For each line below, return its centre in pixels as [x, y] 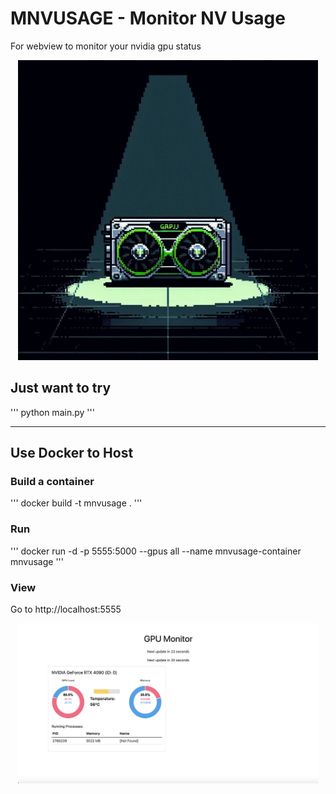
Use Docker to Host [72, 453]
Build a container [52, 482]
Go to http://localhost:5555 [66, 609]
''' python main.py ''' [52, 412]
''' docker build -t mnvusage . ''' [76, 503]
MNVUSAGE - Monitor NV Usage [148, 18]
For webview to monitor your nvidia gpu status [106, 46]
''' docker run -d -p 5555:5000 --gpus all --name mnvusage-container [156, 551]
